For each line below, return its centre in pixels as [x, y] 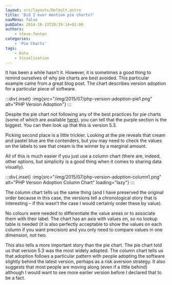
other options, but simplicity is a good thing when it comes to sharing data [83, 162]
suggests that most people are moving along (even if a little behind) [76, 267]
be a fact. [15, 278]
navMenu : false [21, 20]
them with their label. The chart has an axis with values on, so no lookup [81, 219]
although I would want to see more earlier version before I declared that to [84, 273]
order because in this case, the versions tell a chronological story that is [81, 198]
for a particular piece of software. [41, 89]
